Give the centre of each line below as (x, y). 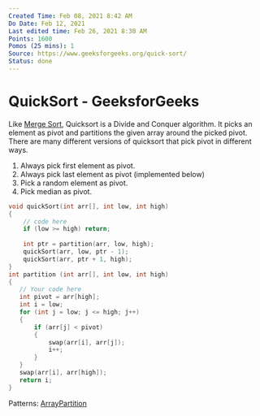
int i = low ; (41, 305)
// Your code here (50, 289)
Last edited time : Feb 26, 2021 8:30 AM (78, 31)
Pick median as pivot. (56, 191)
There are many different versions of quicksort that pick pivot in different (130, 141)
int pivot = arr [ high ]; (59, 297)
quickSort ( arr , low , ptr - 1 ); (76, 252)
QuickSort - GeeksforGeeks (104, 102)
